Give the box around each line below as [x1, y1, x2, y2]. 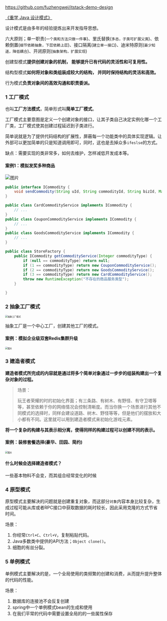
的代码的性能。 [5, 577, 36, 583]
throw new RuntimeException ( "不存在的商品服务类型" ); [23, 277, 129, 282]
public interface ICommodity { [5, 185, 70, 190]
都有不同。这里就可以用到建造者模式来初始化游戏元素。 [21, 416, 135, 422]
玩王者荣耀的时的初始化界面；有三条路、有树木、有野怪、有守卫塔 [17, 398, 153, 404]
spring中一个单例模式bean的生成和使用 [12, 604, 93, 610]
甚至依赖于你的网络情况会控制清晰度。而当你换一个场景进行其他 [26, 404, 157, 410]
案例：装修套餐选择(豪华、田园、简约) [5, 439, 83, 445]
